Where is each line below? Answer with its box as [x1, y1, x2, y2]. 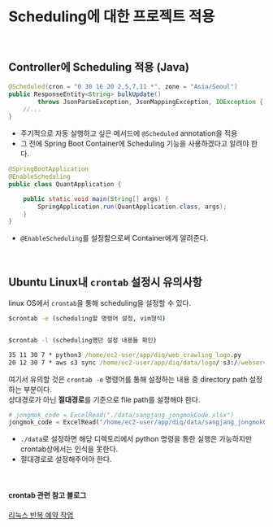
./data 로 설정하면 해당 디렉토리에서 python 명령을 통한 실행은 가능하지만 [19, 434, 253, 444]
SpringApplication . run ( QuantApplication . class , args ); [37, 203, 227, 211]
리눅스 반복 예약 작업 [8, 510, 74, 520]
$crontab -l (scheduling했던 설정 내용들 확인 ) [8, 336, 157, 344]
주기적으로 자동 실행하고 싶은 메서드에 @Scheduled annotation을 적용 [19, 128, 238, 138]
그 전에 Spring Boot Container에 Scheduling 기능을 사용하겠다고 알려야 [19, 139, 249, 149]
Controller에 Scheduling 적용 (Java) [8, 60, 189, 74]
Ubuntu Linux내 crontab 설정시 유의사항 [8, 275, 203, 289]
